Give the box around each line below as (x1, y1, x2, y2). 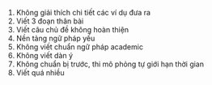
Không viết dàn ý (15, 51, 74, 60)
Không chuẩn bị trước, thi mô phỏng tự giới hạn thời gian (15, 59, 205, 69)
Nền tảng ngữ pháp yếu (15, 33, 95, 43)
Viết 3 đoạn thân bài (15, 16, 84, 26)
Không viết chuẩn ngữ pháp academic (15, 42, 144, 52)
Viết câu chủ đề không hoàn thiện (15, 25, 129, 34)
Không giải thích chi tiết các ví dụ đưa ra (15, 8, 151, 17)
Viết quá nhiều (15, 68, 65, 77)
